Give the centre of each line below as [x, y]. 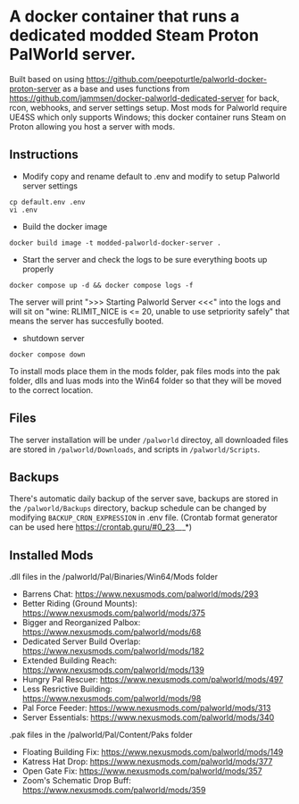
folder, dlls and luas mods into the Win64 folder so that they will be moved [145, 381]
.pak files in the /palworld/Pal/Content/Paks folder [101, 735]
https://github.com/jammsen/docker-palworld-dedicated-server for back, [144, 98]
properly [38, 269]
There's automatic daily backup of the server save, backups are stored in [144, 498]
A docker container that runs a [125, 17]
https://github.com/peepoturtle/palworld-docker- [177, 79]
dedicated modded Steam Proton [134, 35]
